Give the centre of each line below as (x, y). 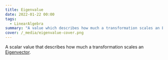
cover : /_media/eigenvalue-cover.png (44, 33)
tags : (11, 19)
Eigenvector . (18, 52)
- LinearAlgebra (26, 24)
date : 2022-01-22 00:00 (30, 14)
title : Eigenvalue (24, 10)
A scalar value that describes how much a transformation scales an (74, 47)
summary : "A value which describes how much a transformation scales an (82, 28)
